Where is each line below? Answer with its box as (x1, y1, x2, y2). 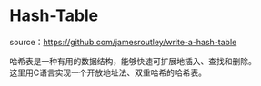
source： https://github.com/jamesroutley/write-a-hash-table (9, 36, 237, 47)
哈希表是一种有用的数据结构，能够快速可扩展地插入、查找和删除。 (9, 55, 256, 66)
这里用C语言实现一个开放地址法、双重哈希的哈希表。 (9, 67, 207, 78)
